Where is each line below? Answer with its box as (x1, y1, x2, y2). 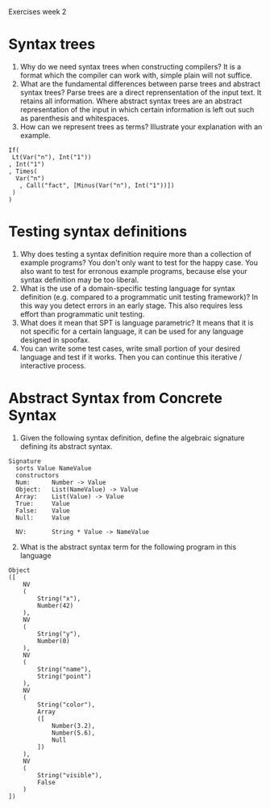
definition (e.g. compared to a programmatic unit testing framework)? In (19, 292, 259, 301)
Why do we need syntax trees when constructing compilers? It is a (19, 61, 242, 71)
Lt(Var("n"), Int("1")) (11, 153, 92, 161)
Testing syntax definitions (8, 222, 188, 241)
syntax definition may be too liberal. (19, 275, 139, 284)
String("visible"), (37, 771, 103, 779)
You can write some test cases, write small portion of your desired (19, 343, 240, 353)
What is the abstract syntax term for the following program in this (19, 541, 237, 552)
